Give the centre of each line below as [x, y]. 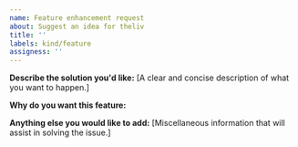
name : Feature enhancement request [77, 18]
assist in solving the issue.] [60, 132]
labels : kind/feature [51, 43]
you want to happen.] [49, 88]
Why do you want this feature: [68, 105]
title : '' [28, 35]
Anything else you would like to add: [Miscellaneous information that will [147, 123]
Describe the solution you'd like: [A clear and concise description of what [149, 78]
